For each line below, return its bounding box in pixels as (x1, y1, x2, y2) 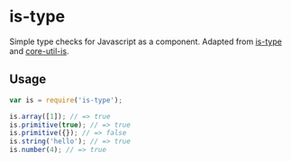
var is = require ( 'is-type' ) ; (9, 95, 123, 104)
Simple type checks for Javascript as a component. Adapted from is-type (9, 36, 282, 47)
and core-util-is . (9, 45, 69, 56)
